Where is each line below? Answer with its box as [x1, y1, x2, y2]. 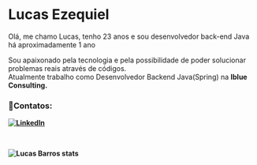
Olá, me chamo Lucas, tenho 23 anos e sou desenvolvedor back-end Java [8, 32, 250, 41]
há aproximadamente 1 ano [8, 39, 96, 49]
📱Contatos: [8, 100, 53, 111]
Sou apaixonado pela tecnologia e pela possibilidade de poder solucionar [8, 55, 247, 65]
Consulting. [8, 81, 48, 90]
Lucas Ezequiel [8, 6, 110, 24]
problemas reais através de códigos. [8, 63, 127, 73]
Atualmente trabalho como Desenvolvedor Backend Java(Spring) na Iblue [8, 72, 248, 81]
